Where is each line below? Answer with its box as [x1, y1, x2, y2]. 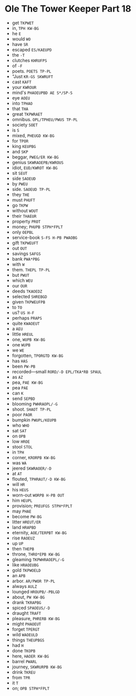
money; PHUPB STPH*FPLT [12, 223, 63, 230]
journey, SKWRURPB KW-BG [12, 664, 62, 670]
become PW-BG [12, 513, 42, 519]
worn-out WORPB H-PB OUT [12, 492, 65, 498]
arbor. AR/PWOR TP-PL [12, 578, 55, 584]
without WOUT [12, 208, 38, 214]
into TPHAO [12, 100, 33, 106]
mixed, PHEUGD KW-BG [12, 132, 55, 138]
